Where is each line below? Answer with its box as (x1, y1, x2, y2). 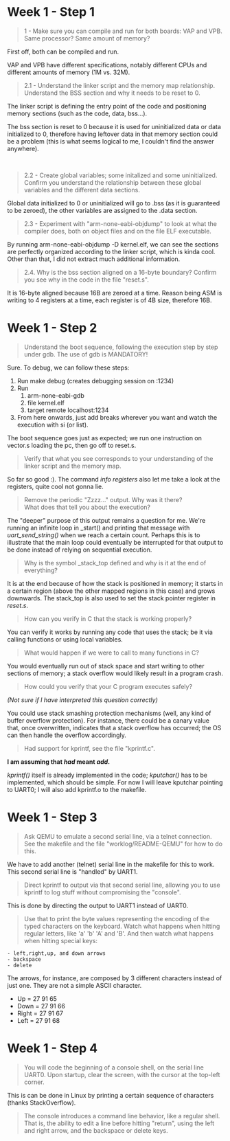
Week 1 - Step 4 (7, 1041, 98, 1056)
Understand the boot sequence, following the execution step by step (23, 343, 218, 351)
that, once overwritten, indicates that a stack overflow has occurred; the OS (7, 723, 222, 732)
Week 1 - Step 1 (7, 4, 95, 20)
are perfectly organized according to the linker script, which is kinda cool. (7, 247, 216, 256)
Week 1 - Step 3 (7, 810, 97, 825)
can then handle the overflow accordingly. (7, 731, 127, 739)
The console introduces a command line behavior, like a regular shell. (23, 1111, 220, 1120)
